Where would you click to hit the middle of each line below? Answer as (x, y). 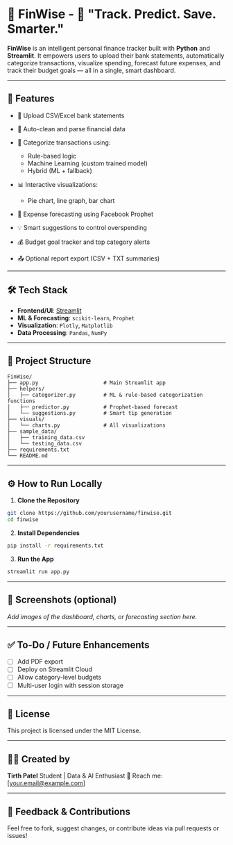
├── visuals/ (26, 420)
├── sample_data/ (32, 432)
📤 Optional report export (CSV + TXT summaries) (88, 258)
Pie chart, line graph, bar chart (71, 200)
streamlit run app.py (38, 572)
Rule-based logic (52, 156)
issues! (17, 836)
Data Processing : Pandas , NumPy (62, 332)
